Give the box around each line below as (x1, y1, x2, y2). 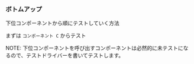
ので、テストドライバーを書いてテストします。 (10, 52, 124, 59)
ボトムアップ (5, 5, 43, 13)
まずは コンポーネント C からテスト (5, 32, 86, 39)
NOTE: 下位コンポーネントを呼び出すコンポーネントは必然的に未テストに (5, 45, 184, 52)
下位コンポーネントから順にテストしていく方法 (5, 19, 119, 27)
